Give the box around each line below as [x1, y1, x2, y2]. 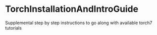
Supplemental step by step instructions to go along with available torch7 [5, 20, 153, 26]
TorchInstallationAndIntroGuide [5, 3, 139, 15]
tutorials [5, 25, 22, 31]
